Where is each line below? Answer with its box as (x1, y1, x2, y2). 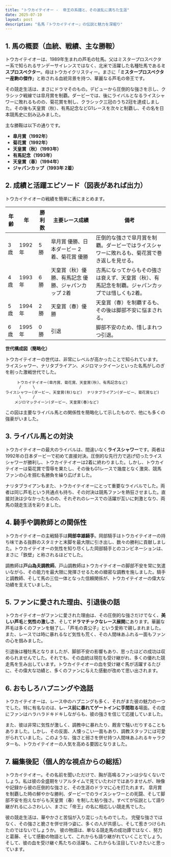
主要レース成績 (53, 217, 89, 224)
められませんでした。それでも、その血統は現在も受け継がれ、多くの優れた (5, 655, 161, 661)
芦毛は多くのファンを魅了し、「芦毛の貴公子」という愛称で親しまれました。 (5, 625, 164, 631)
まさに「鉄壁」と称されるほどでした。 (5, 551, 85, 557)
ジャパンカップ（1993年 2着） (12, 165, 77, 171)
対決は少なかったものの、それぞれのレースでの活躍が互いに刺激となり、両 (9, 495, 165, 501)
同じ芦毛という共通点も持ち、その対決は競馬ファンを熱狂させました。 (14, 489, 161, 495)
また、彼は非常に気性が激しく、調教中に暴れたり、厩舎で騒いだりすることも (5, 722, 166, 728)
